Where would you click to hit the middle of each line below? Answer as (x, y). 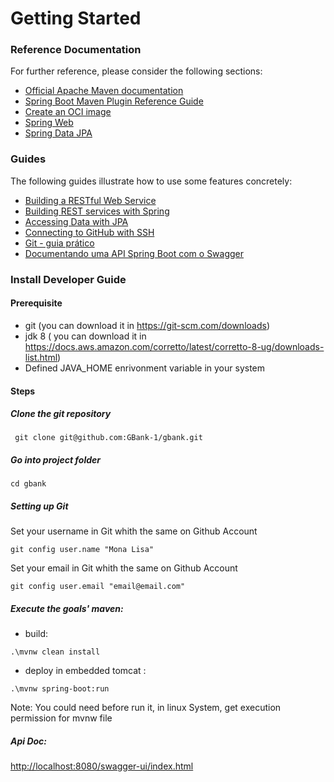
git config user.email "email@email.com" (98, 587)
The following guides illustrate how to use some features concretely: (151, 181)
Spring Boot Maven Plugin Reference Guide (114, 101)
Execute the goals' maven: (67, 608)
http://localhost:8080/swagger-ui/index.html (102, 766)
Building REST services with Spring (97, 211)
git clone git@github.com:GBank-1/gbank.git (108, 438)
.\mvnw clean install (55, 652)
